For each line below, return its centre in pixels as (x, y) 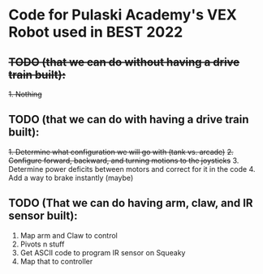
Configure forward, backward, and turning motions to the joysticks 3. (124, 161)
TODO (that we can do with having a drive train (129, 120)
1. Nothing (25, 94)
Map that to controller (56, 261)
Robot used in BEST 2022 (96, 32)
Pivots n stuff (42, 244)
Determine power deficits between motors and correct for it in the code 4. (132, 169)
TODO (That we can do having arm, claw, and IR (131, 203)
